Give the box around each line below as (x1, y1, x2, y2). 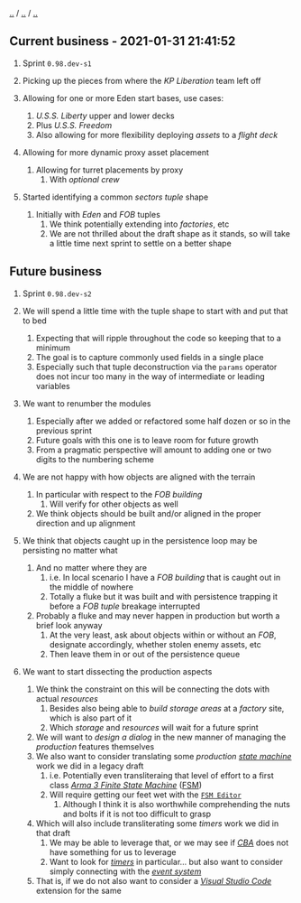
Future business (9, 264, 102, 279)
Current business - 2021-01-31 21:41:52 (9, 33, 236, 49)
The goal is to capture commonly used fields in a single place (35, 351, 264, 362)
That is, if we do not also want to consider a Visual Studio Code (35, 875, 272, 886)
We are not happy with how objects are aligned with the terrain (22, 471, 256, 482)
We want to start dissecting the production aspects (22, 666, 213, 676)
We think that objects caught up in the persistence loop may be (22, 535, 258, 545)
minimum (35, 342, 70, 353)
